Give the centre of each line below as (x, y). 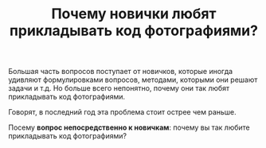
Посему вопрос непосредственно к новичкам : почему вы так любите (129, 127)
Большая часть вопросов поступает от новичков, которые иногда (121, 72)
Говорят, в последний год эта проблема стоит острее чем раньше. (122, 112)
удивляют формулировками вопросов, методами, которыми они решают (133, 80)
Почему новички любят (134, 14)
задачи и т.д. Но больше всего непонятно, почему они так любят (119, 88)
